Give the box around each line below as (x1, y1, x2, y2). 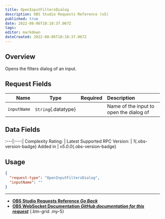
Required (81, 94, 103, 101)
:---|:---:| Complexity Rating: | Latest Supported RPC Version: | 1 (5, 138, 135, 145)
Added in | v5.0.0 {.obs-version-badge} (37, 144, 117, 149)
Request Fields (5, 80, 52, 88)
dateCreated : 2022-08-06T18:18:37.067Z (5, 35, 87, 40)
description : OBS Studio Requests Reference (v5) (5, 12, 109, 17)
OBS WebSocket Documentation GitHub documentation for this (12, 203, 145, 209)
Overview (5, 52, 36, 61)
